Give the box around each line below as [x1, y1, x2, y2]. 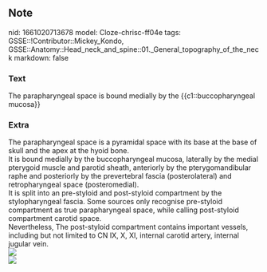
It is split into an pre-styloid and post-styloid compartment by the [8, 188, 222, 198]
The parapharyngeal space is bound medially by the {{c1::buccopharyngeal [8, 91, 256, 101]
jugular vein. [8, 239, 49, 249]
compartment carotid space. [8, 214, 102, 223]
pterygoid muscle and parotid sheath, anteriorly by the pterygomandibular [8, 163, 252, 172]
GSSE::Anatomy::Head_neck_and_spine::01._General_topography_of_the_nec [8, 44, 259, 54]
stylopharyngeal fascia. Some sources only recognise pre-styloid [8, 197, 223, 207]
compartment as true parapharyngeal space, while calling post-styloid [8, 205, 239, 215]
